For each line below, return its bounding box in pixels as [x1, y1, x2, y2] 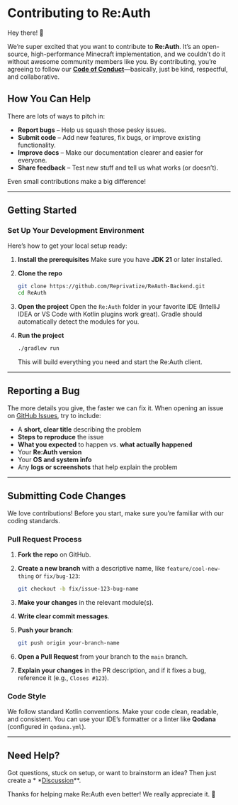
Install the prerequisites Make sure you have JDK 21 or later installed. [17, 256, 223, 264]
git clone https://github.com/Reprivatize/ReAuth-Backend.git [17, 283, 205, 290]
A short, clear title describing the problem [17, 425, 142, 434]
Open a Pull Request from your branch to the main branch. [17, 652, 188, 661]
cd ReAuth [17, 290, 47, 297]
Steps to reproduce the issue [17, 432, 104, 441]
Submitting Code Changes [7, 490, 126, 502]
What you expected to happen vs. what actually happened [17, 440, 193, 449]
